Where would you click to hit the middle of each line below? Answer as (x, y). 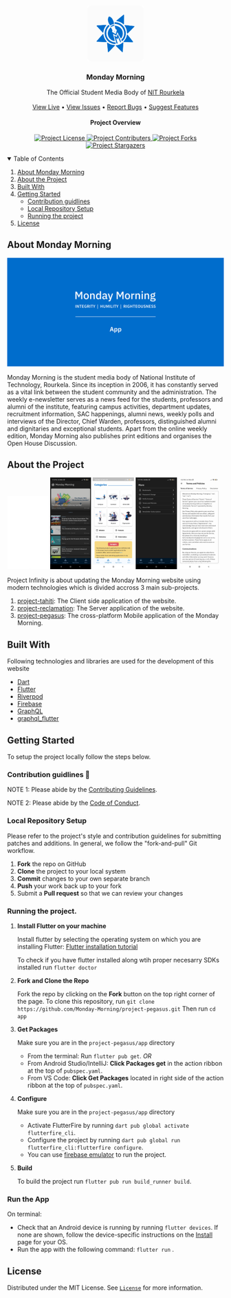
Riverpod (30, 697)
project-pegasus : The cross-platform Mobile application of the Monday (118, 616)
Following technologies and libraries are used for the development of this (111, 661)
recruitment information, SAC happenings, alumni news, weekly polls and (111, 414)
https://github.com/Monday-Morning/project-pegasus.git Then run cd (116, 1009)
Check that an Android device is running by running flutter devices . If (118, 1228)
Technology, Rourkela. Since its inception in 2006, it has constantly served (113, 384)
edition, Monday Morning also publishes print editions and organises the (109, 435)
